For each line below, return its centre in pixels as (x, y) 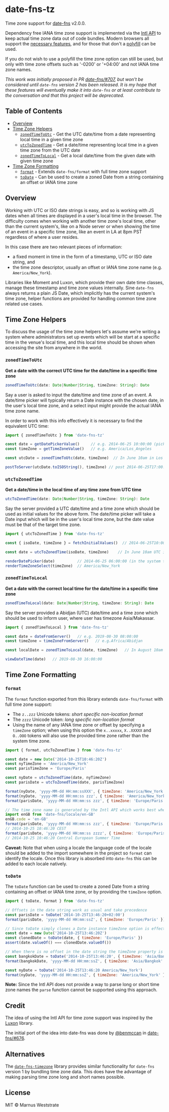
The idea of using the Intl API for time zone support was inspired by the (79, 1018)
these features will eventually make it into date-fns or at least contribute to (83, 90)
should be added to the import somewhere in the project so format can (78, 853)
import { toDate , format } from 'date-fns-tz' (55, 901)
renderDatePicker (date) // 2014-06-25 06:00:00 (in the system (83, 561)
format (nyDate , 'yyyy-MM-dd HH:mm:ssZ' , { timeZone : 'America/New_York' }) (86, 975)
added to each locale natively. (36, 864)
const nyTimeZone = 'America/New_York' (47, 764)
